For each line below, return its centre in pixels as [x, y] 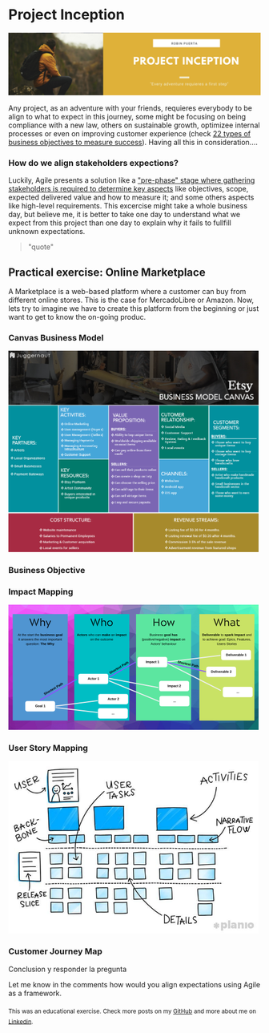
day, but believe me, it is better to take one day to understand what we [124, 215]
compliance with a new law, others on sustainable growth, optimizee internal [134, 125]
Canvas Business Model [56, 337]
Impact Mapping [41, 591]
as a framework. [35, 993]
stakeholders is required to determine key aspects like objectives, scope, [128, 189]
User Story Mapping [48, 748]
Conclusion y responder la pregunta [68, 969]
